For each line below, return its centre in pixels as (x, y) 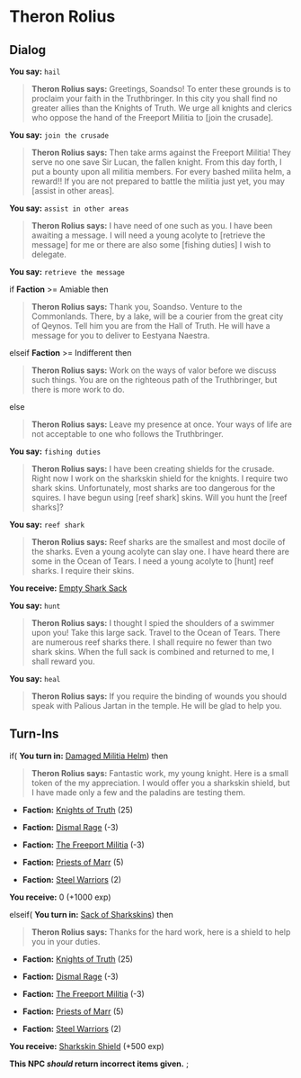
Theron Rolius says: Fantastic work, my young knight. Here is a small (160, 773)
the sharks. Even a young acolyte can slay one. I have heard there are (160, 552)
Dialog (28, 50)
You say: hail (35, 71)
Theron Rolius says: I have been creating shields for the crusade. (153, 469)
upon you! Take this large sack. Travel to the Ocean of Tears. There (156, 633)
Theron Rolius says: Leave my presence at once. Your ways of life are (162, 424)
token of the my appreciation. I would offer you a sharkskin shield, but (160, 783)
